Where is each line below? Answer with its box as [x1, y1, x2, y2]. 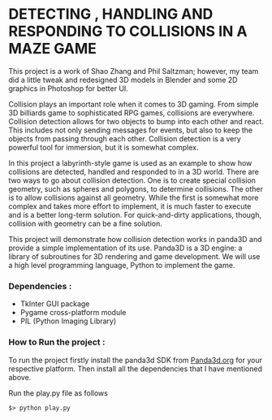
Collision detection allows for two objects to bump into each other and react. [8, 116, 264, 126]
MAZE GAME [8, 40, 97, 58]
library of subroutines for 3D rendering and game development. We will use [8, 251, 261, 261]
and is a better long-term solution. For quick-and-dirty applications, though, [8, 210, 262, 219]
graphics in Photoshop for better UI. [8, 83, 128, 93]
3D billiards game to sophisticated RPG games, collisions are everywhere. [8, 107, 255, 118]
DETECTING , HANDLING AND [8, 5, 214, 24]
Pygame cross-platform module [19, 308, 127, 318]
